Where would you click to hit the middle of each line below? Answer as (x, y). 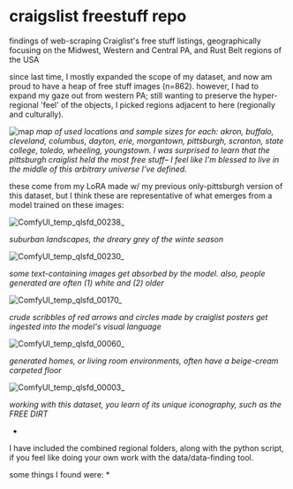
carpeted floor (35, 370)
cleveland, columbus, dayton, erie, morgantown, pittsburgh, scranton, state (146, 141)
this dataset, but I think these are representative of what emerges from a (141, 195)
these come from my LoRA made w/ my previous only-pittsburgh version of (146, 186)
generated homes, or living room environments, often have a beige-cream (144, 361)
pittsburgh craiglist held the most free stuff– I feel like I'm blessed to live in (144, 159)
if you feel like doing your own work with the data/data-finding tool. (131, 457)
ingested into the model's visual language (85, 326)
